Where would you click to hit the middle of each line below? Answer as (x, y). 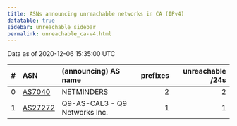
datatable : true (31, 21)
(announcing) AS (91, 71)
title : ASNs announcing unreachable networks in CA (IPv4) (96, 14)
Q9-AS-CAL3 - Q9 (95, 103)
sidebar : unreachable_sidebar (52, 27)
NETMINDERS (85, 92)
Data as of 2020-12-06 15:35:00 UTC (61, 54)
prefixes (155, 76)
